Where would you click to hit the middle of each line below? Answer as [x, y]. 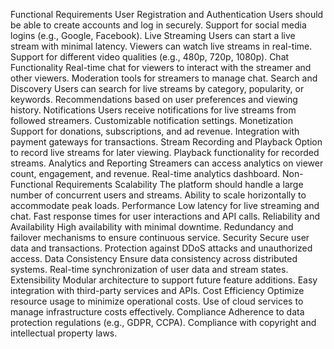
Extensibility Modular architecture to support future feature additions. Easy [164, 280]
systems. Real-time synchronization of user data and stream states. [149, 269]
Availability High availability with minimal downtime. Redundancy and [152, 227]
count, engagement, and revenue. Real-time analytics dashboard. [145, 173]
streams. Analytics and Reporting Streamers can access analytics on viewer [167, 163]
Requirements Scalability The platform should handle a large [179, 184]
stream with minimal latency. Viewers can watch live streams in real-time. [161, 46]
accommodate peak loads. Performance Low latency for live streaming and [165, 205]
